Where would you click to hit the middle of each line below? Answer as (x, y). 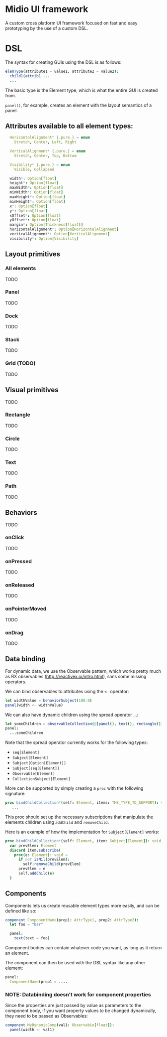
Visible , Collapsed (34, 169)
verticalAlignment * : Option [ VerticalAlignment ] (60, 234)
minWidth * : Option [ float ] (37, 192)
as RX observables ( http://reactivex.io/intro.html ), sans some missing (76, 676)
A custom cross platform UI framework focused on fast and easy (71, 23)
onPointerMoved (26, 609)
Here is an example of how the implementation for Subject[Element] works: (82, 832)
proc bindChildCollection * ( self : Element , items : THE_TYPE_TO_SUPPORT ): (82, 803)
